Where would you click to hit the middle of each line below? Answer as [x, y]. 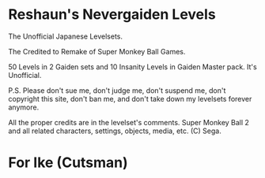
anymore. [24, 107]
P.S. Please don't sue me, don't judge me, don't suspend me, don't [117, 90]
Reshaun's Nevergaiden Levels [112, 15]
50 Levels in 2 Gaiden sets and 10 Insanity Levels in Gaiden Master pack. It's [132, 67]
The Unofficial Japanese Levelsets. [65, 36]
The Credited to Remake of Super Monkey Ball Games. [97, 51]
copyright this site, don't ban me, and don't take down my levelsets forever [130, 98]
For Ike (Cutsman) [68, 163]
